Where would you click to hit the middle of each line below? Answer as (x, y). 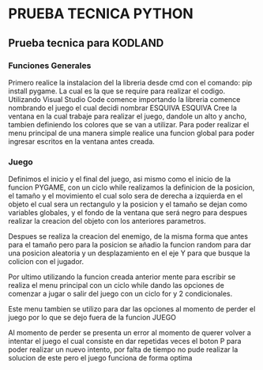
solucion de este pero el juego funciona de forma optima (100, 358)
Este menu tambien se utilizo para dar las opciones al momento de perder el (132, 309)
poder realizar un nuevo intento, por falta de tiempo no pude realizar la (123, 349)
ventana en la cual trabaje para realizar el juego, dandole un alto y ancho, (128, 116)
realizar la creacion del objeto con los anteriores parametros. (107, 221)
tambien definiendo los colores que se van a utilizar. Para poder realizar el (129, 124)
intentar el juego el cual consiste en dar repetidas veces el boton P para (125, 342)
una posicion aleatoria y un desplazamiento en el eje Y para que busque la (129, 253)
